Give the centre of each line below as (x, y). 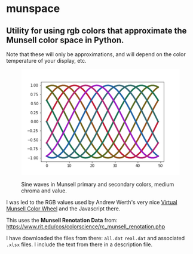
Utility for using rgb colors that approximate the (96, 31)
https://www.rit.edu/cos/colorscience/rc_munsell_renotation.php (86, 227)
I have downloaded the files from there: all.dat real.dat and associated (96, 238)
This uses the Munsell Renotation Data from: (62, 220)
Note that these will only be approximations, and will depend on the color (96, 54)
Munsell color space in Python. (65, 40)
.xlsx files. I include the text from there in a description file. (79, 244)
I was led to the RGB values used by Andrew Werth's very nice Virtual (92, 202)
